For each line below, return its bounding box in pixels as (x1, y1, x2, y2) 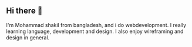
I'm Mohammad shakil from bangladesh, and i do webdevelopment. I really (6, 21, 187, 28)
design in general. (6, 33, 50, 41)
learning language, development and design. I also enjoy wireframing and (6, 28, 184, 35)
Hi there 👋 (6, 6, 43, 16)
